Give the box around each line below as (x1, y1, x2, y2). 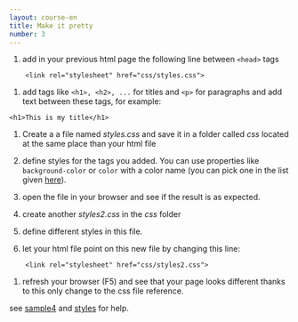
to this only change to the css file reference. (21, 286, 184, 296)
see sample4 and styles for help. (9, 303, 129, 314)
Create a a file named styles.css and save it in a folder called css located (21, 129, 289, 140)
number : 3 (9, 29, 46, 38)
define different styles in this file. (21, 226, 143, 237)
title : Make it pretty (9, 21, 93, 30)
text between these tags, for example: (21, 96, 162, 107)
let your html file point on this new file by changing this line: (21, 244, 240, 254)
